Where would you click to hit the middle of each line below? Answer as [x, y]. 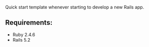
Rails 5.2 [21, 40]
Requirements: [29, 23]
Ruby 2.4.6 [24, 35]
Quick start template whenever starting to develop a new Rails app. [75, 7]
